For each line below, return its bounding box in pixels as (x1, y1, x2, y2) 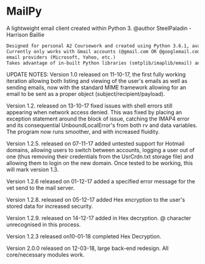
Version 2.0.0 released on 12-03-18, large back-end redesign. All (6, 244, 169, 252)
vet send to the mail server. (6, 185, 75, 192)
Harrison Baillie (6, 31, 45, 38)
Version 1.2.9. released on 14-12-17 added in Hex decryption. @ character (6, 215, 192, 222)
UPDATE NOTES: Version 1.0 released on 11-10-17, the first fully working (6, 71, 186, 78)
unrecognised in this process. (6, 221, 81, 229)
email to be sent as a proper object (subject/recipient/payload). (6, 90, 165, 98)
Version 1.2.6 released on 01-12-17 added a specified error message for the (6, 178, 195, 185)
